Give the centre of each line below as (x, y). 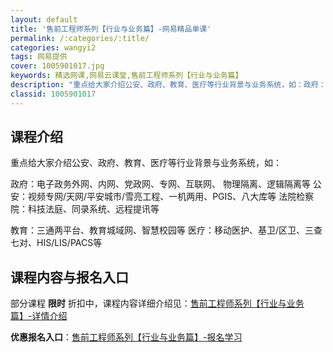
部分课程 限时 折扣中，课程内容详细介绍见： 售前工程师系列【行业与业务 (157, 303)
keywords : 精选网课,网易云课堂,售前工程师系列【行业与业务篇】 (126, 76)
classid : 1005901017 (53, 94)
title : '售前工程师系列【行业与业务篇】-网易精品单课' (111, 29)
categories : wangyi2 (53, 47)
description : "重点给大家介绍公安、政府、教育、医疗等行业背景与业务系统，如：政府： (168, 85)
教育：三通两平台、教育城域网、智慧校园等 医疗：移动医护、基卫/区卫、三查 (166, 230)
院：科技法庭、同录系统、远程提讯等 (85, 209)
